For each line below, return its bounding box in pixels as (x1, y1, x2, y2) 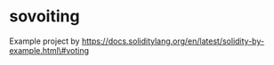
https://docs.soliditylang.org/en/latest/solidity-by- (81, 36, 265, 46)
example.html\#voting (9, 45, 90, 55)
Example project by (9, 36, 80, 46)
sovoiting (9, 6, 80, 27)
